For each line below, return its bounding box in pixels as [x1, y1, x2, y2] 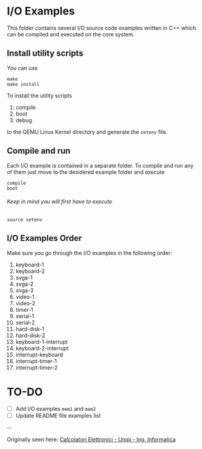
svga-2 [15, 280, 34, 287]
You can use [7, 64, 38, 71]
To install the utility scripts [7, 92, 72, 99]
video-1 [15, 293, 35, 300]
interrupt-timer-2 [15, 364, 58, 371]
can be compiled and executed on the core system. [7, 30, 135, 38]
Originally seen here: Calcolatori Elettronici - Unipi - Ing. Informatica [7, 436, 176, 443]
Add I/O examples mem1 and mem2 [15, 405, 96, 412]
